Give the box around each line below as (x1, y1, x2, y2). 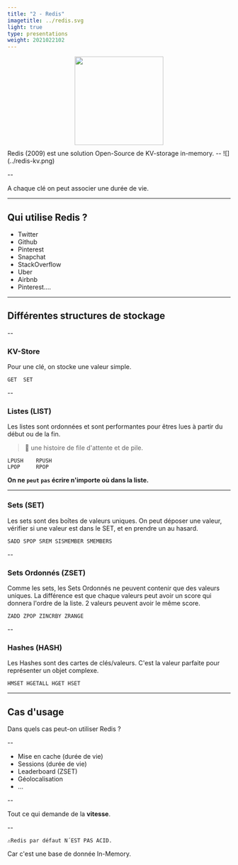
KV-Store (7, 346, 40, 356)
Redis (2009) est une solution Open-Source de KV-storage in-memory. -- (7, 149, 222, 158)
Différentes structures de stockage (7, 310, 165, 322)
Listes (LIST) (7, 406, 52, 416)
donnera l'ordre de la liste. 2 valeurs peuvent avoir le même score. (7, 599, 200, 607)
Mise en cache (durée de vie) (17, 752, 104, 761)
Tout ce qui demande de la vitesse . (7, 810, 111, 818)
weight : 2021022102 (7, 37, 65, 44)
